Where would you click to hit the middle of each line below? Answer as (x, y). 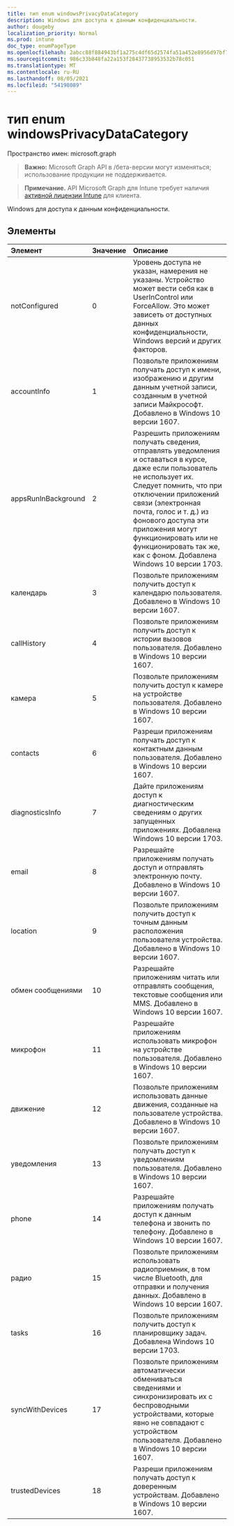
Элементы (32, 231)
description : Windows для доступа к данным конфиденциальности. (102, 20)
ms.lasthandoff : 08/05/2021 (48, 78)
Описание (151, 250)
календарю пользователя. (178, 592)
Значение (109, 250)
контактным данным (168, 749)
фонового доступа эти (171, 520)
